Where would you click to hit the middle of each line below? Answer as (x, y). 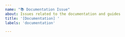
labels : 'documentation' (30, 23)
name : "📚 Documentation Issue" (37, 9)
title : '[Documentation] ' (32, 18)
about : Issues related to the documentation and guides (63, 14)
